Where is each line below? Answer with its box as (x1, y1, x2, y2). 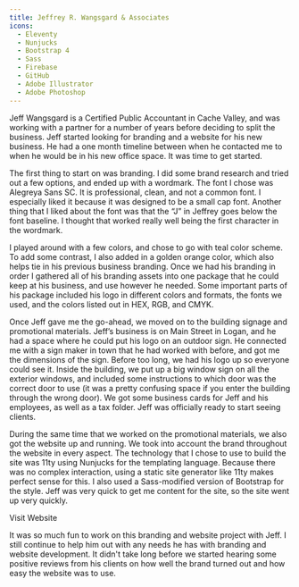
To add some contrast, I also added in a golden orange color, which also (9, 251, 275, 262)
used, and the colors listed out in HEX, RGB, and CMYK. (9, 298, 214, 309)
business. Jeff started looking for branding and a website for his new (9, 131, 263, 142)
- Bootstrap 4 (17, 46, 70, 55)
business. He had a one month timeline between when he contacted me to (9, 140, 283, 152)
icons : (9, 21, 34, 30)
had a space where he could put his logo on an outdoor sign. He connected (9, 335, 287, 346)
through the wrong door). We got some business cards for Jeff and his (9, 392, 270, 403)
